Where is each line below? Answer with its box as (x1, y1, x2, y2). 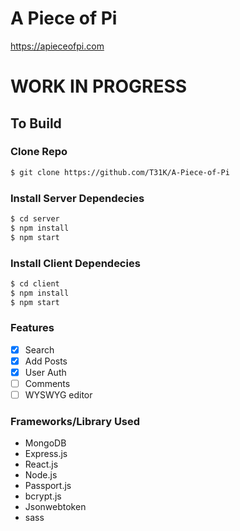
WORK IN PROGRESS (10, 75, 188, 98)
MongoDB (24, 437, 67, 449)
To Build (10, 115, 62, 132)
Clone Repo (10, 145, 68, 159)
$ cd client (10, 278, 60, 289)
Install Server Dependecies (10, 191, 145, 205)
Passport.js (24, 480, 72, 492)
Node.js (24, 469, 58, 481)
